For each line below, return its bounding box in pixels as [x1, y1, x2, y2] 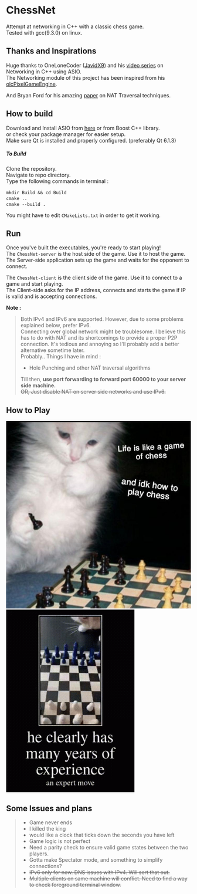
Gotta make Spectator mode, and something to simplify [29, 856, 163, 863]
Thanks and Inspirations [6, 46, 97, 56]
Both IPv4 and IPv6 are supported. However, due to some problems [20, 316, 184, 323]
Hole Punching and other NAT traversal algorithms [29, 364, 151, 371]
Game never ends [29, 819, 72, 826]
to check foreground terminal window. [29, 881, 121, 889]
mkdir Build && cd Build [6, 189, 67, 195]
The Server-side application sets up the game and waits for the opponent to [6, 256, 189, 264]
